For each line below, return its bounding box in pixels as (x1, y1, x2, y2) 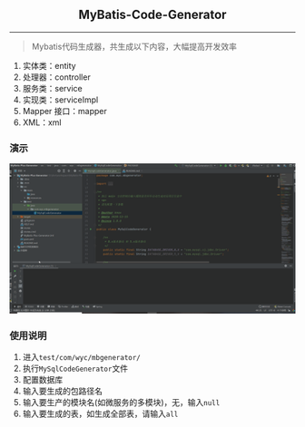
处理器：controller (22, 72, 91, 82)
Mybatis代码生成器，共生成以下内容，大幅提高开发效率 (31, 41, 238, 52)
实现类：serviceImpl (22, 94, 99, 105)
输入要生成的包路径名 (22, 385, 103, 397)
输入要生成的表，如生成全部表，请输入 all (22, 408, 179, 420)
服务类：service (22, 82, 84, 93)
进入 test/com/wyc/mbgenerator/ (22, 352, 141, 363)
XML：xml (22, 117, 62, 128)
